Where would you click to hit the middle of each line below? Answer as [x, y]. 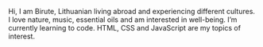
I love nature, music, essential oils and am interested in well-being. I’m [123, 20]
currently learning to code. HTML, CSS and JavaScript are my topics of [124, 28]
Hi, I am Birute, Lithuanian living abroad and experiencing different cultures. [132, 11]
